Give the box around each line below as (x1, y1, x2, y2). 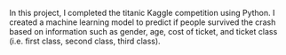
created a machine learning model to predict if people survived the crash (9, 17, 276, 27)
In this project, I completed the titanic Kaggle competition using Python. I (9, 8, 275, 18)
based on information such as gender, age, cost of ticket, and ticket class (9, 27, 278, 36)
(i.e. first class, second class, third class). (9, 35, 162, 46)
